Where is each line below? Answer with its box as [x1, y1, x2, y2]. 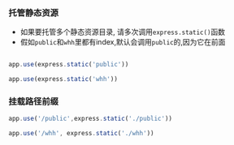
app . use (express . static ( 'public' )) [8, 61, 129, 69]
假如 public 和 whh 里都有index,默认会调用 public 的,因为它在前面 [19, 37, 226, 47]
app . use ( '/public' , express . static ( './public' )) [8, 115, 173, 123]
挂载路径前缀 [8, 96, 59, 107]
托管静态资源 [8, 6, 59, 18]
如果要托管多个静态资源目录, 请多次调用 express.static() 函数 [19, 27, 226, 37]
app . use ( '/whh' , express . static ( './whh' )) [8, 130, 154, 138]
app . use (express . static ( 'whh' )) [8, 75, 118, 83]
